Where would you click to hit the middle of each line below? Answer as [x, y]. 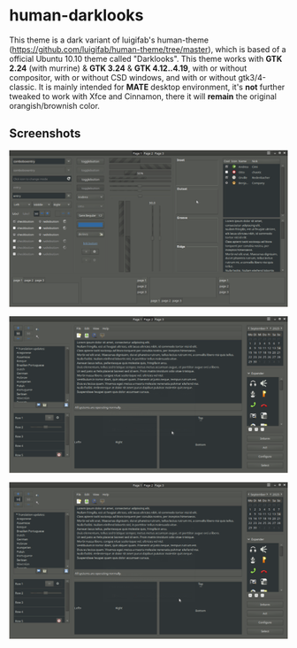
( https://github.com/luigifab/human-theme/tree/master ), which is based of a [148, 49]
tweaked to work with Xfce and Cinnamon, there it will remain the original [143, 96]
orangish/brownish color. [54, 105]
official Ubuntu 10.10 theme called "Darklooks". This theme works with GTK [146, 58]
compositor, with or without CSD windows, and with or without [123, 77]
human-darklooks [76, 15]
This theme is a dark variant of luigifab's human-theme [109, 40]
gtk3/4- [252, 77]
